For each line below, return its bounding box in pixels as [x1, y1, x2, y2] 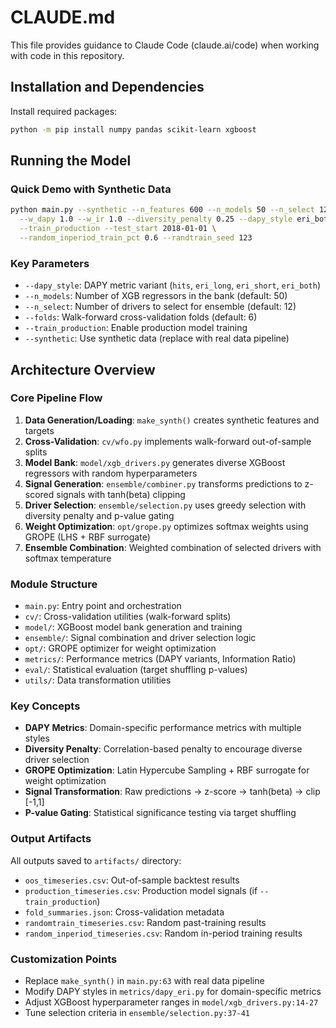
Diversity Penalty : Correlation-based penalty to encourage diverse [24, 743, 303, 755]
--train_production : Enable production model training [24, 322, 248, 334]
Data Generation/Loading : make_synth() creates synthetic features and [24, 414, 320, 426]
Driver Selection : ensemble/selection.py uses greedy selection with [24, 499, 307, 511]
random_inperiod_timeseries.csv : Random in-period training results [24, 927, 303, 939]
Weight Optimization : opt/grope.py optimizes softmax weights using [24, 520, 309, 532]
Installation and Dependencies [10, 79, 205, 96]
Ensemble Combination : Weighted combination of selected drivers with [24, 541, 322, 553]
